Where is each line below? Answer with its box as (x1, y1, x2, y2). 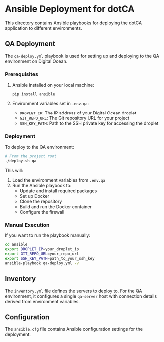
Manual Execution (5, 222, 50, 228)
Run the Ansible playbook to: (12, 183, 72, 189)
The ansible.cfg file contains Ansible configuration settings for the (5, 326, 143, 332)
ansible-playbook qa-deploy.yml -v (5, 260, 79, 266)
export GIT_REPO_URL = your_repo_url (5, 251, 79, 257)
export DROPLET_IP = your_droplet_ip (5, 247, 79, 252)
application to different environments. (5, 25, 82, 31)
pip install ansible (12, 92, 55, 97)
